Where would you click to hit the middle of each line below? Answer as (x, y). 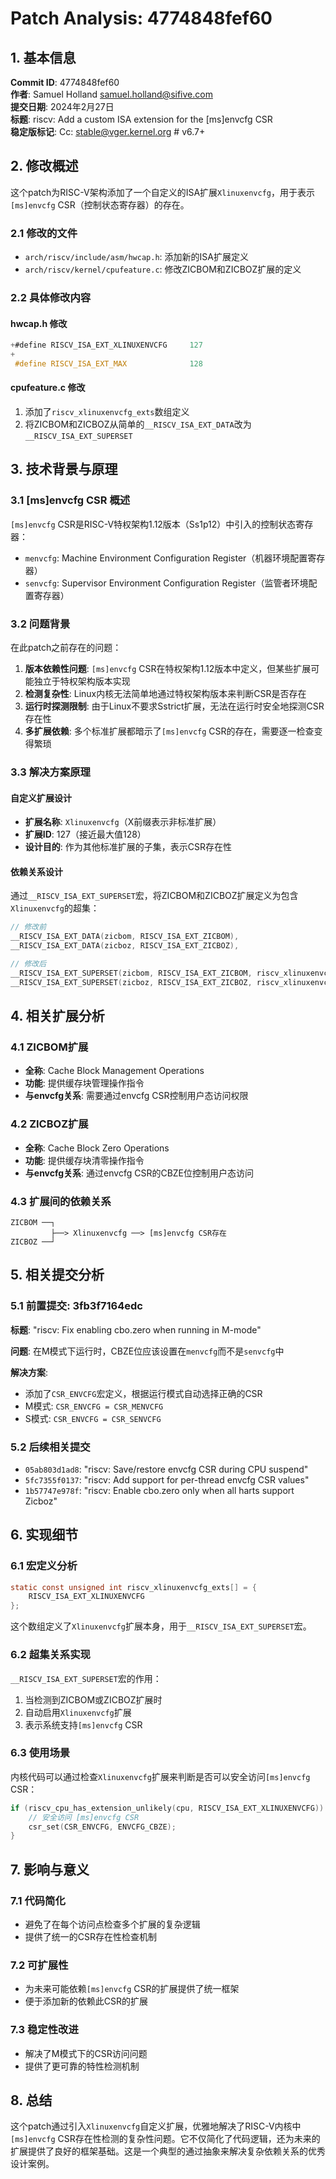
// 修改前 (28, 927)
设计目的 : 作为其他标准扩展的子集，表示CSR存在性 (128, 847)
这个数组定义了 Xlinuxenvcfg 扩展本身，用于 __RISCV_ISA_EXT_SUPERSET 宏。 (161, 1626)
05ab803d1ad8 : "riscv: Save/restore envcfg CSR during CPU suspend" (166, 1469)
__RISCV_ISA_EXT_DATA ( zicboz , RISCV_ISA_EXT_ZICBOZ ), (125, 946)
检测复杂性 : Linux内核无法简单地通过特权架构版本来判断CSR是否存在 (165, 694)
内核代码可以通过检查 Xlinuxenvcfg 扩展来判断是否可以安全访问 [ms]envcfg (160, 1776)
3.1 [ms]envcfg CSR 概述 (70, 500)
